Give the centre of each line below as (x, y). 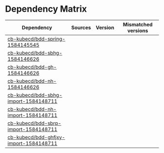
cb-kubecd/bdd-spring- (37, 39)
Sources (81, 27)
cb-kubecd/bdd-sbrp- (34, 123)
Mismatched (138, 24)
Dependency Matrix (46, 9)
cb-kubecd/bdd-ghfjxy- (36, 137)
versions (138, 30)
